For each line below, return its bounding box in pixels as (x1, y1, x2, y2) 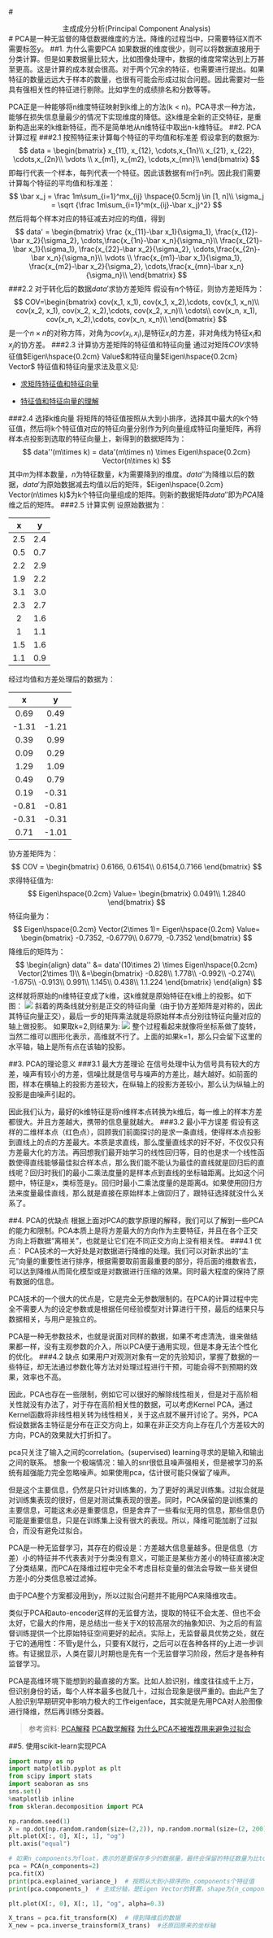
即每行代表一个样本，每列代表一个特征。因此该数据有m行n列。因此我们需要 (8, 168, 262, 177)
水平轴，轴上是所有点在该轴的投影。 (8, 1041, 130, 1052)
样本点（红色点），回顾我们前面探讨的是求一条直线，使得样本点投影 (36, 1126, 262, 1137)
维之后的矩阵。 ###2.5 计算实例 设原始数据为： (8, 499, 167, 509)
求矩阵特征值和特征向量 (19, 378, 99, 389)
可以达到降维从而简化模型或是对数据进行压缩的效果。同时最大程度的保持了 (8, 1266, 258, 1276)
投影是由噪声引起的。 (8, 1089, 80, 1099)
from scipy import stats (8, 1772, 93, 1780)
